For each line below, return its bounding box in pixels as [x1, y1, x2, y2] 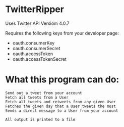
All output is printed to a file [5, 117, 76, 122]
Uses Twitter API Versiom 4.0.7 [5, 20, 70, 26]
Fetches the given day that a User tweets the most [5, 104, 116, 109]
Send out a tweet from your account [5, 90, 82, 96]
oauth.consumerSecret [12, 45, 60, 51]
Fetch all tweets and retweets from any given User [5, 99, 116, 104]
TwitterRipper [5, 4, 65, 15]
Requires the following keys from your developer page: [5, 30, 119, 36]
